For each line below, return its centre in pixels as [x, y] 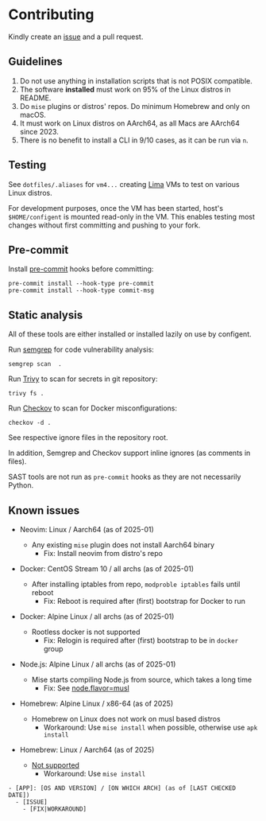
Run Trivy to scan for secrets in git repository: [83, 379]
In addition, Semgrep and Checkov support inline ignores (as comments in [129, 453]
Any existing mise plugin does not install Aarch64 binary [123, 545]
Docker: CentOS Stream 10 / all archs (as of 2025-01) [107, 569]
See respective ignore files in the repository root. [88, 438]
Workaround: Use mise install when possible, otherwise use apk [150, 727]
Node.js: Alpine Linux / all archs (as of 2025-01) [98, 664]
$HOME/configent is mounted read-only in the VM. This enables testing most [132, 216]
